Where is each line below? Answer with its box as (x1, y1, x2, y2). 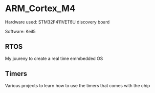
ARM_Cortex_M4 (5, 3, 76, 14)
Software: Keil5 (5, 28, 36, 34)
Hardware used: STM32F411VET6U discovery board (5, 19, 110, 25)
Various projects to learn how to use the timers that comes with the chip (5, 82, 150, 88)
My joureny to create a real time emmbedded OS (5, 56, 103, 61)
